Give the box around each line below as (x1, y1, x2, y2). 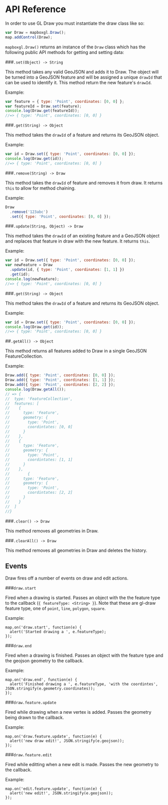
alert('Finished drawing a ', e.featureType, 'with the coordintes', (10, 682, 158, 687)
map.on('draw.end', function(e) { (5, 677, 78, 682)
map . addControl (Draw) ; (5, 34, 53, 40)
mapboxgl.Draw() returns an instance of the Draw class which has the (5, 44, 146, 50)
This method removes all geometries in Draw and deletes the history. (5, 547, 147, 553)
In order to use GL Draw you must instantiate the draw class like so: (5, 20, 144, 26)
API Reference (5, 4, 66, 15)
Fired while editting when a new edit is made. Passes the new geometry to (5, 762, 159, 768)
